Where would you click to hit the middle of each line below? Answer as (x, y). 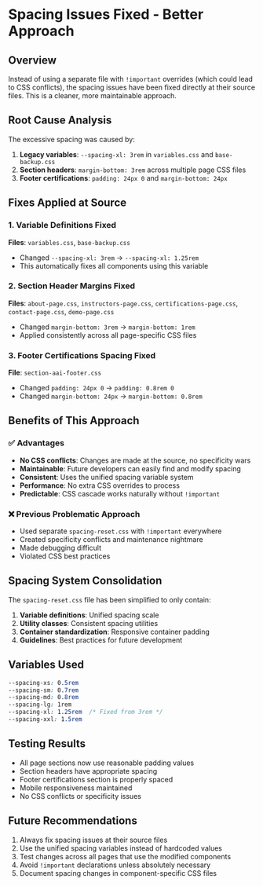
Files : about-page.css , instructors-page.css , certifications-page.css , (123, 303)
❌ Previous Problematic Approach (74, 514)
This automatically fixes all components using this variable (114, 265)
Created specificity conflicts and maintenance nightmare (111, 540)
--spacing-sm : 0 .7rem (44, 690)
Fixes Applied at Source (68, 203)
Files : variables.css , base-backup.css (69, 242)
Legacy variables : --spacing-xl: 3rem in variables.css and (116, 154)
